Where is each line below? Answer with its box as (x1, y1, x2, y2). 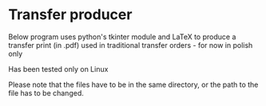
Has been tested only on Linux (8, 64, 109, 73)
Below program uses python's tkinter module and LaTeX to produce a (8, 32, 236, 41)
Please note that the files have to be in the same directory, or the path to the (8, 80, 259, 89)
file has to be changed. (8, 88, 84, 97)
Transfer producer (8, 6, 133, 24)
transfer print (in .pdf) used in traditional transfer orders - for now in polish (8, 40, 253, 49)
